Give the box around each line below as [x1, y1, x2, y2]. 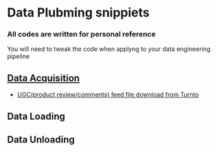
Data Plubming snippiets [7, 5, 150, 21]
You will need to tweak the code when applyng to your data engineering [7, 45, 211, 53]
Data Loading [7, 110, 65, 122]
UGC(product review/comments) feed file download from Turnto [16, 91, 199, 99]
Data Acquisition [7, 72, 80, 84]
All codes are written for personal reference [7, 30, 156, 39]
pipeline [7, 52, 30, 61]
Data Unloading [7, 134, 75, 146]
